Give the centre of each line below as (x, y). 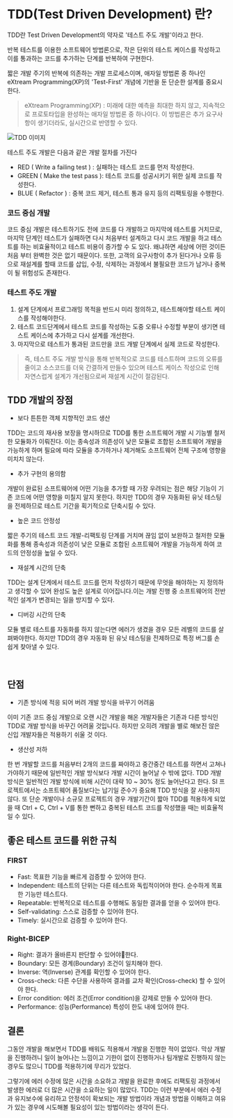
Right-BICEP (29, 939)
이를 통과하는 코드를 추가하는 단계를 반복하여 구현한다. (81, 58)
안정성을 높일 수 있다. (49, 553)
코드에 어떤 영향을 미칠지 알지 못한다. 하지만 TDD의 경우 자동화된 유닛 (109, 497)
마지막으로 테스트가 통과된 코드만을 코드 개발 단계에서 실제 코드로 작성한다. (119, 344)
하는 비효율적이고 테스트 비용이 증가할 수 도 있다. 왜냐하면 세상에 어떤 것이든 (123, 247)
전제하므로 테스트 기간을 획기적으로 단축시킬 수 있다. (85, 506)
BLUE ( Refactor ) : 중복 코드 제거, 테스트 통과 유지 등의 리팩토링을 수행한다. (121, 193)
